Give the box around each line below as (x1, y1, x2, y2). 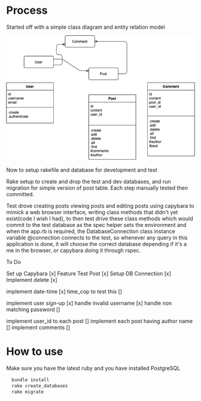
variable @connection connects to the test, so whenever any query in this (6, 234, 188, 241)
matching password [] (6, 306, 60, 313)
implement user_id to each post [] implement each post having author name (6, 318, 193, 325)
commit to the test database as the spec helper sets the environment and (6, 221, 187, 229)
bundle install (11, 377, 50, 383)
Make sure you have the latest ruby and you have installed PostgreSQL (6, 364, 181, 372)
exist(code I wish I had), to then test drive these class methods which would (6, 215, 193, 222)
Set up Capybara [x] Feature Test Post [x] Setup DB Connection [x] (6, 270, 172, 277)
